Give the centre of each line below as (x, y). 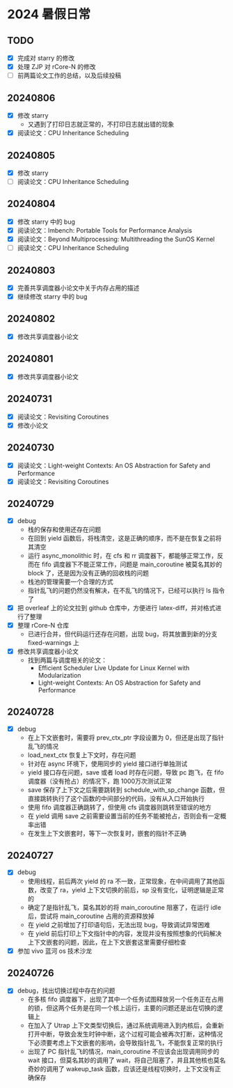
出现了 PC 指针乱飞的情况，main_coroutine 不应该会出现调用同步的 (123, 1052)
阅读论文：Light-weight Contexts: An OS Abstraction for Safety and (114, 465)
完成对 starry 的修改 (46, 58)
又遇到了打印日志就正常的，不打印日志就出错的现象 (101, 124)
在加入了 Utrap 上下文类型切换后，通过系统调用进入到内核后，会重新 (126, 1025)
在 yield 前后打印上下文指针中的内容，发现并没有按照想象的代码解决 (124, 933)
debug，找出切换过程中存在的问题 (66, 990)
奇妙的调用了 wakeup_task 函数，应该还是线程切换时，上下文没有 (121, 1069)
